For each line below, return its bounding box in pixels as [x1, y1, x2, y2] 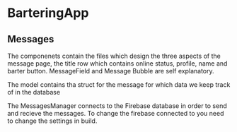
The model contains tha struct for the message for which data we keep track [7, 80, 231, 89]
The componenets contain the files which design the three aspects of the [7, 52, 221, 60]
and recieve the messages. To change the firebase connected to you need [7, 109, 224, 117]
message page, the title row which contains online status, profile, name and [7, 59, 228, 68]
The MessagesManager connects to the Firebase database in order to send [7, 102, 228, 110]
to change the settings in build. [7, 116, 98, 125]
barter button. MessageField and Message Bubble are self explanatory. [7, 67, 214, 75]
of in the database [7, 88, 61, 96]
